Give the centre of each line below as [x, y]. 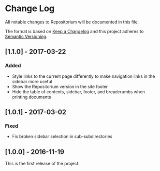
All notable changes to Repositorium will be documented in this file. [72, 22]
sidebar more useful [32, 81]
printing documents [31, 97]
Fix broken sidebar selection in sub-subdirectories [62, 137]
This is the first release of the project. [42, 164]
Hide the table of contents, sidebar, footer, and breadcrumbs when [78, 92]
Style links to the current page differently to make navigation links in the [83, 76]
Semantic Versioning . [26, 36]
